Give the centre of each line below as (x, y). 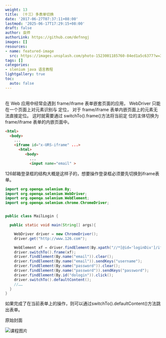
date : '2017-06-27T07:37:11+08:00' (42, 19)
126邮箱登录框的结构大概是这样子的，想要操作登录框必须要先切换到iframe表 (82, 173)
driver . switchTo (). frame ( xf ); (45, 252)
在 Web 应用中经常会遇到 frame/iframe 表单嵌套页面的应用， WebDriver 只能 (83, 103)
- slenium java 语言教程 (29, 70)
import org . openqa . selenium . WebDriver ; (46, 193)
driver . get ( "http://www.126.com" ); (51, 239)
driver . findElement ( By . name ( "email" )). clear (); (64, 257)
